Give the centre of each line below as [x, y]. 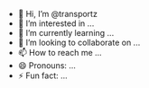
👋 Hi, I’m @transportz [57, 14]
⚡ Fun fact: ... [42, 75]
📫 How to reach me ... [60, 53]
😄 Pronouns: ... [47, 66]
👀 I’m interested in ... [56, 23]
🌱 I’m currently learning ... [66, 33]
